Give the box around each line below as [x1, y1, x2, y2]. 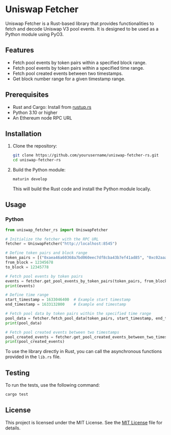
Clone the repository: [12, 143, 58, 149]
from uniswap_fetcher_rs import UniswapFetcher [5, 227, 108, 233]
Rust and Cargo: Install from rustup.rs [12, 104, 92, 110]
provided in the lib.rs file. [5, 354, 61, 360]
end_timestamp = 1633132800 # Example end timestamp [5, 302, 126, 307]
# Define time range [5, 293, 49, 298]
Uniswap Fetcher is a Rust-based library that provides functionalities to [5, 20, 154, 26]
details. [5, 425, 21, 431]
